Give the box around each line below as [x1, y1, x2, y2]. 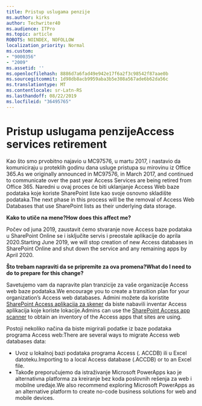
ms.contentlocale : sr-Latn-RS [6, 87, 83, 94]
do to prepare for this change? [6, 269, 84, 276]
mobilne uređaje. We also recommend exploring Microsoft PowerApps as [14, 381, 195, 389]
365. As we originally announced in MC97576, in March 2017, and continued [6, 170, 194, 177]
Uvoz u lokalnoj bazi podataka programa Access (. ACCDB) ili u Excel [14, 349, 187, 357]
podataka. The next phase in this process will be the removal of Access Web [6, 195, 195, 203]
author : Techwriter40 [6, 20, 61, 26]
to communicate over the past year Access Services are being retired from [6, 176, 192, 184]
